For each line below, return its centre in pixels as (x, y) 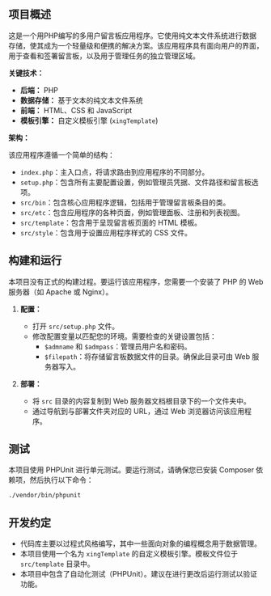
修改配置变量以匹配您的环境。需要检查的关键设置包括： (124, 336)
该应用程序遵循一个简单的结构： (61, 154)
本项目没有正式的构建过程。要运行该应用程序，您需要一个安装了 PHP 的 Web (136, 281)
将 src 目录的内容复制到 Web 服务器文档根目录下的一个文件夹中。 (141, 401)
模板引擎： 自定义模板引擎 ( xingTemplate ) (89, 120)
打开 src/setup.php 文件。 (76, 326)
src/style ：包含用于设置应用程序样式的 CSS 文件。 (106, 232)
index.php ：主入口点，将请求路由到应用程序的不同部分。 (114, 171)
